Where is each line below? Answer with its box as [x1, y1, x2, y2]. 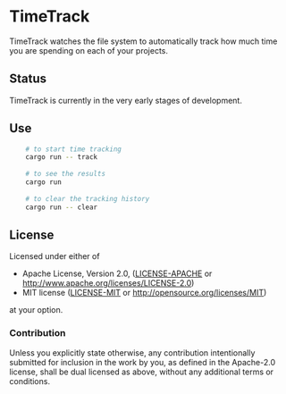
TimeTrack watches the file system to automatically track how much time [9, 36, 278, 46]
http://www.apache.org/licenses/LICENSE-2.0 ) [21, 278, 195, 289]
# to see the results [25, 170, 105, 179]
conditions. [9, 375, 51, 386]
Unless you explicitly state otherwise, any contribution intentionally [9, 347, 256, 358]
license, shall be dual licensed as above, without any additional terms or [9, 366, 274, 377]
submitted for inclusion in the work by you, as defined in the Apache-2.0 [9, 356, 275, 367]
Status [9, 71, 47, 87]
